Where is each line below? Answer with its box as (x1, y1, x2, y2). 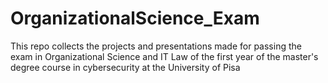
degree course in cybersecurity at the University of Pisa (10, 61, 241, 73)
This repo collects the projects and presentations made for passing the (10, 40, 302, 52)
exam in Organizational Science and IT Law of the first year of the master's (10, 50, 319, 62)
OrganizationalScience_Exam (10, 7, 260, 30)
